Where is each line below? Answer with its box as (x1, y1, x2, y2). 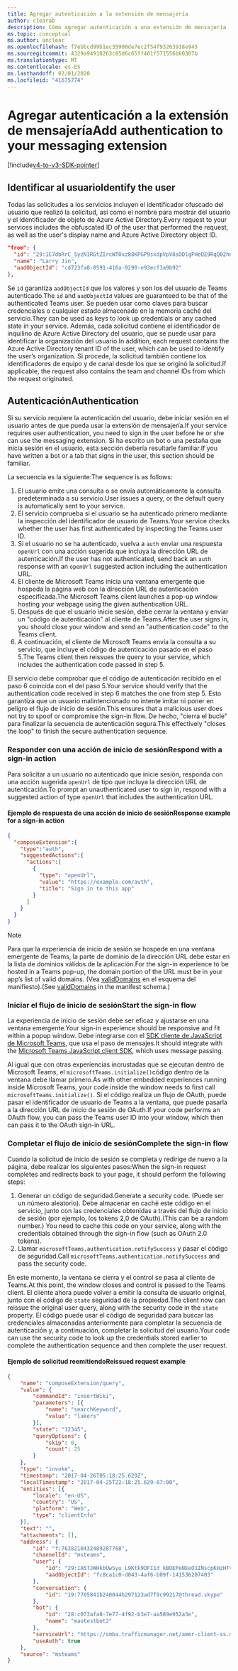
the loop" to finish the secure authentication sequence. (7, 727, 168, 736)
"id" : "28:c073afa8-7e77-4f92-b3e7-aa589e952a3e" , (45, 1611, 198, 1618)
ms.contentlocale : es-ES (7, 63, 81, 70)
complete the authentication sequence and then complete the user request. (7, 1341, 228, 1350)
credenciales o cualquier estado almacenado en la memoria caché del (7, 306, 212, 315)
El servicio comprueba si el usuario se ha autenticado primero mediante (17, 509, 227, 518)
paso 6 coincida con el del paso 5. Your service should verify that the (7, 682, 208, 690)
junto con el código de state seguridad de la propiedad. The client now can (7, 1296, 226, 1304)
